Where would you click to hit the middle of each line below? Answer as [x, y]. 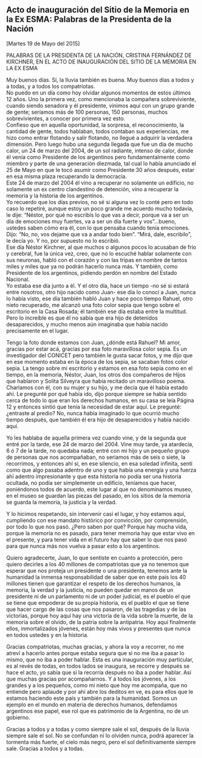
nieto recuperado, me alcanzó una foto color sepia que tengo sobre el [93, 305]
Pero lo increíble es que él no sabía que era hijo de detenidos [82, 318]
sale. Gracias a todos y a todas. [45, 748]
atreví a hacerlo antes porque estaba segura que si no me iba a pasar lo [96, 653]
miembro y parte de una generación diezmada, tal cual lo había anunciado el [101, 163]
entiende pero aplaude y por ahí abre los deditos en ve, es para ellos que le [100, 691]
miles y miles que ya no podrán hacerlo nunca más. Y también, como [92, 266]
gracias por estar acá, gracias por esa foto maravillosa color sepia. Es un [97, 349]
